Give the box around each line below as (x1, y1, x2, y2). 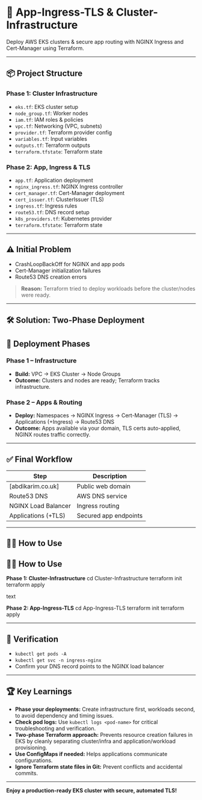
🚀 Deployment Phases (6, 338, 90, 349)
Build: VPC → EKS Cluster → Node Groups (14, 370, 121, 377)
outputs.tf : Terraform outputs (14, 141, 90, 149)
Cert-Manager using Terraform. (6, 45, 84, 52)
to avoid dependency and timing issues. (14, 712, 114, 719)
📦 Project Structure (6, 69, 83, 79)
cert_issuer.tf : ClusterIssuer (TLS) (14, 196, 104, 203)
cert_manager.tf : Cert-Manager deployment (14, 189, 125, 196)
